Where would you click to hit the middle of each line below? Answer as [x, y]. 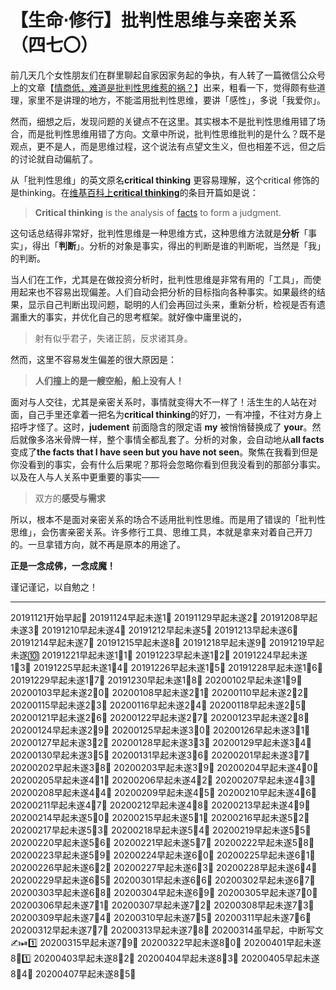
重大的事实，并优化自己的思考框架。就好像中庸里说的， [132, 317]
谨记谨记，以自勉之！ [54, 587]
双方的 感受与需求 [70, 498]
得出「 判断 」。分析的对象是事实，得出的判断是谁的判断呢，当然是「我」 [178, 245]
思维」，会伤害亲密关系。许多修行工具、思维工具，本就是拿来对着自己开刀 [161, 532]
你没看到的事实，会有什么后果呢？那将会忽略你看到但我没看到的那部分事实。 [168, 464]
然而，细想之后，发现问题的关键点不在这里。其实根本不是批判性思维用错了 [163, 121]
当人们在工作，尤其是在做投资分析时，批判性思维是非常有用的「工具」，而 [161, 279]
